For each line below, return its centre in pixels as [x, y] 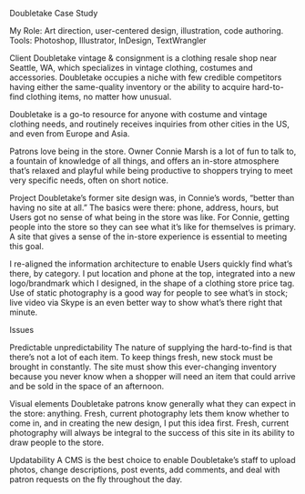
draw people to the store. [57, 442]
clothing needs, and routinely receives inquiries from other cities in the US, [149, 124]
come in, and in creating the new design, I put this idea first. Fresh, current [149, 423]
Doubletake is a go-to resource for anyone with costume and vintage [138, 114]
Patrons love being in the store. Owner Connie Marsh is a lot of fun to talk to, [153, 151]
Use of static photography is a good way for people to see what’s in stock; [149, 293]
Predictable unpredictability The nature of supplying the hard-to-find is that [151, 348]
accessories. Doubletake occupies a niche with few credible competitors [146, 77]
